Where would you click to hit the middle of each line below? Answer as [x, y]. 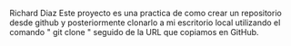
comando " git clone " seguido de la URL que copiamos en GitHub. [134, 32]
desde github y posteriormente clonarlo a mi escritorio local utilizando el [145, 23]
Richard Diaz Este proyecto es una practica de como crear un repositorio [145, 13]
